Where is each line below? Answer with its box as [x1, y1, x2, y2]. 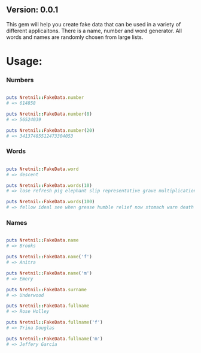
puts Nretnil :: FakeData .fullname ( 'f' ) [6, 319, 103, 325]
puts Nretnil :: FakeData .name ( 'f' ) [6, 254, 93, 260]
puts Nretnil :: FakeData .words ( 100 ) [6, 199, 95, 205]
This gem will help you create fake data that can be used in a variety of [6, 20, 181, 28]
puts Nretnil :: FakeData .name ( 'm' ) [6, 270, 93, 276]
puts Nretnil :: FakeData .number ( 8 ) [6, 111, 93, 117]
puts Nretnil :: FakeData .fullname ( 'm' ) [6, 336, 103, 342]
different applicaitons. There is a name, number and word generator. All [6, 27, 182, 34]
